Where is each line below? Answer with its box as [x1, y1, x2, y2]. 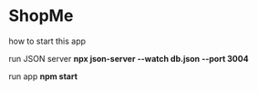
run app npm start [8, 70, 78, 82]
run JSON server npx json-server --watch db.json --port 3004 [8, 53, 249, 64]
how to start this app [8, 35, 87, 46]
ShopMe [8, 5, 74, 26]
